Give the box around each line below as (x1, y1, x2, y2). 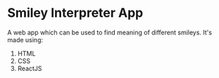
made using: (7, 35, 44, 44)
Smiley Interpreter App (7, 5, 144, 21)
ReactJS (17, 64, 42, 72)
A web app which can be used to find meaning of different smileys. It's (7, 28, 213, 37)
